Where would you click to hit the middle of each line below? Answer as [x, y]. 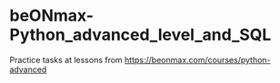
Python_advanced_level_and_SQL [140, 35]
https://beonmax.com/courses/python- [197, 60]
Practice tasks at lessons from [66, 60]
